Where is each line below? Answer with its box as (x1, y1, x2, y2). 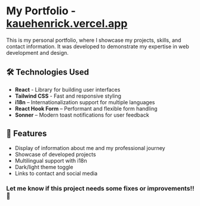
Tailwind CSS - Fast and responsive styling (14, 92, 121, 99)
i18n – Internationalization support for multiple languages (14, 98, 155, 105)
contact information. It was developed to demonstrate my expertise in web (6, 43, 189, 50)
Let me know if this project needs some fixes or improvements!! (6, 185, 195, 193)
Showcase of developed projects (14, 151, 97, 158)
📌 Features (6, 129, 47, 139)
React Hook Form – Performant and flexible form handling (14, 105, 158, 112)
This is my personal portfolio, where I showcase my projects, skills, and (6, 36, 181, 43)
